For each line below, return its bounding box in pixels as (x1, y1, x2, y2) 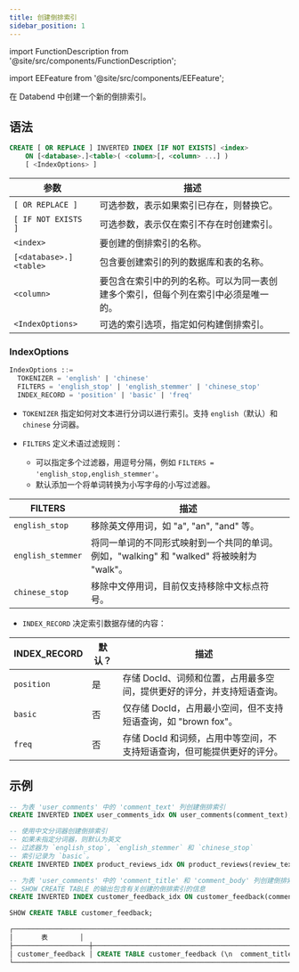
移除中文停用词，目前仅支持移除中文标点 (90, 580, 261, 592)
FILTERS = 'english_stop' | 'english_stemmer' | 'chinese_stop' (17, 382, 261, 391)
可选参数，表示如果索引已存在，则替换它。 (99, 199, 279, 211)
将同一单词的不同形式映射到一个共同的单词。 (90, 536, 279, 549)
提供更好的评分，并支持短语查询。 (140, 685, 283, 698)
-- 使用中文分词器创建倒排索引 (9, 827, 109, 836)
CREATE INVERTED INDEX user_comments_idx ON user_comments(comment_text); (9, 811, 293, 820)
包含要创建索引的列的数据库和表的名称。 (99, 256, 270, 268)
